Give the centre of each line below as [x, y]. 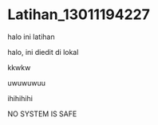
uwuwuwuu [26, 83]
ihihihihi [20, 98]
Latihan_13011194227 [79, 15]
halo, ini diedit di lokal [43, 52]
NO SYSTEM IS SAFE [42, 114]
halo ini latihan [31, 37]
